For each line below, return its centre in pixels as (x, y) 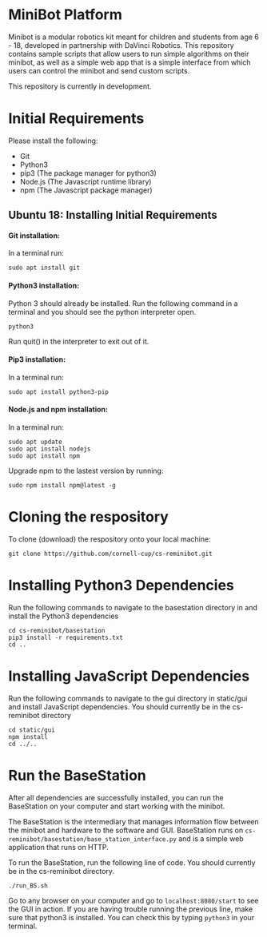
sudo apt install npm (44, 456)
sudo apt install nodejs (50, 449)
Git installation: (34, 235)
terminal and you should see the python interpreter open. (102, 312)
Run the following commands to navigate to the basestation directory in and (133, 607)
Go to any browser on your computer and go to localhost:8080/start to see (133, 900)
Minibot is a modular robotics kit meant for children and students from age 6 (134, 37)
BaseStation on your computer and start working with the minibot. (117, 806)
